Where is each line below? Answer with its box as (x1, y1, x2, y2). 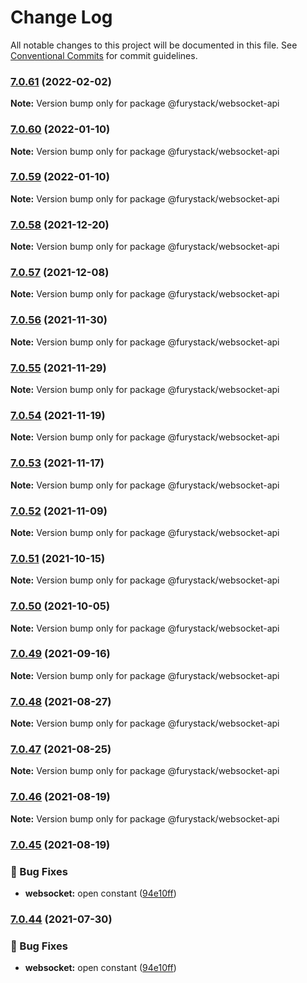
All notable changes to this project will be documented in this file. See (10, 39, 298, 51)
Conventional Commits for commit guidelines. (10, 49, 198, 61)
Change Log (10, 6, 113, 29)
